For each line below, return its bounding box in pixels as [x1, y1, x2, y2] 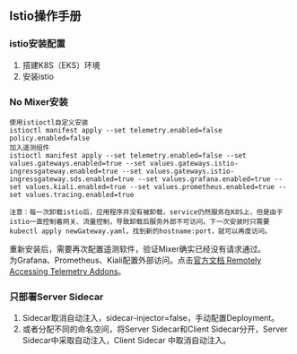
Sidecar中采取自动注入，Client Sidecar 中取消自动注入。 [22, 335, 231, 346]
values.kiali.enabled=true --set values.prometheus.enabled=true [25, 182, 275, 191]
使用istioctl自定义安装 [9, 117, 89, 127]
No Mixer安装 [9, 95, 69, 108]
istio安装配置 [9, 38, 66, 50]
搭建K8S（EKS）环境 [22, 59, 100, 70]
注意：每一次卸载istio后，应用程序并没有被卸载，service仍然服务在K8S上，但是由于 [9, 207, 284, 217]
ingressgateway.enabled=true [9, 167, 118, 176]
